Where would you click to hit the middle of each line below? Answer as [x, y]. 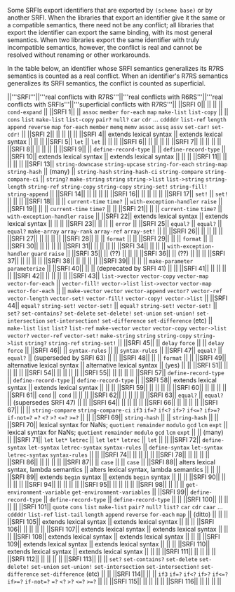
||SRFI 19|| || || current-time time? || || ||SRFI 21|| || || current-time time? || [115, 209]
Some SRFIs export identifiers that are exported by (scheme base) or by [110, 10]
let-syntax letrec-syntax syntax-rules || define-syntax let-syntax [125, 447]
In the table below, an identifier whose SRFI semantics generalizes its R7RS [116, 68]
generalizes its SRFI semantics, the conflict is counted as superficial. [106, 83]
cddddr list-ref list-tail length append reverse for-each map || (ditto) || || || [118, 514]
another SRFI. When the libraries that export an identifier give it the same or [116, 18]
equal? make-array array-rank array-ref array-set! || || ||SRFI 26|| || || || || [115, 231]
